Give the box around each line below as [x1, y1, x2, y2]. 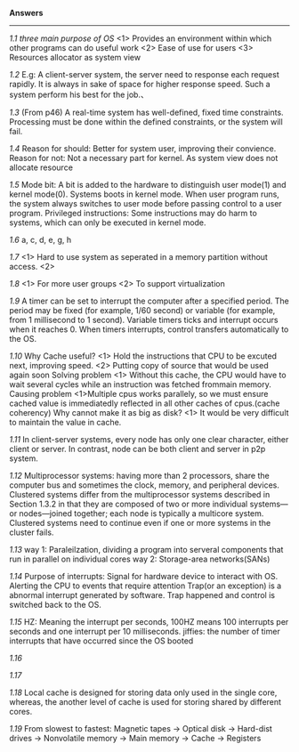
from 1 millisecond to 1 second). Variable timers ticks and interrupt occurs [9, 315, 279, 325]
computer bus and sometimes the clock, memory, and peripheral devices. [9, 480, 280, 490]
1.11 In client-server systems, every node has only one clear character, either [9, 434, 289, 444]
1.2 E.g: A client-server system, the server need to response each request [9, 69, 279, 79]
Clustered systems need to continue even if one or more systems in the [9, 518, 271, 528]
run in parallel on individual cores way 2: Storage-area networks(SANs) [9, 554, 271, 564]
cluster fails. [9, 527, 54, 538]
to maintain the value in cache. [9, 417, 122, 427]
